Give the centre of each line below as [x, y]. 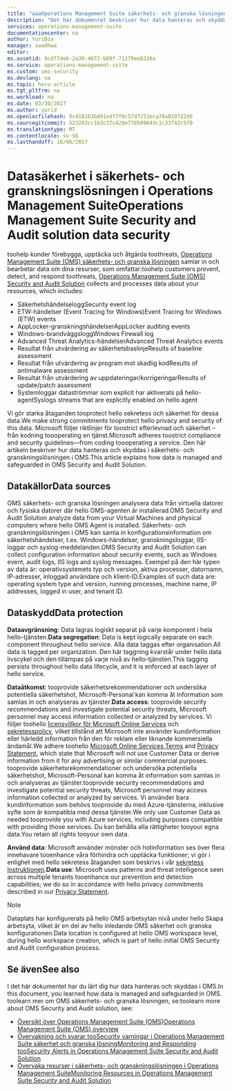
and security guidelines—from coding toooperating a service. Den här [106, 442]
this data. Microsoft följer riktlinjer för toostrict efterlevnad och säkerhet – [111, 428]
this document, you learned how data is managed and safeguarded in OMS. [115, 994]
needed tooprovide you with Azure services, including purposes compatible [115, 819]
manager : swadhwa [32, 46]
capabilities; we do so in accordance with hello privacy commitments [105, 884]
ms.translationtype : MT [41, 129]
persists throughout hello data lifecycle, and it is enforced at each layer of [112, 666]
